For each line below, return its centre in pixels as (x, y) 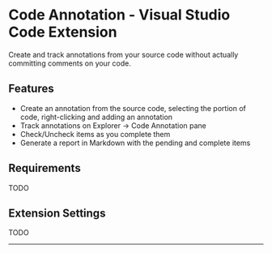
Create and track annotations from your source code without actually (123, 54)
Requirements (45, 168)
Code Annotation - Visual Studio (119, 15)
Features (31, 89)
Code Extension (63, 32)
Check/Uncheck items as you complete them (95, 134)
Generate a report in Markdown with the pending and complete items (135, 143)
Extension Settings (57, 213)
